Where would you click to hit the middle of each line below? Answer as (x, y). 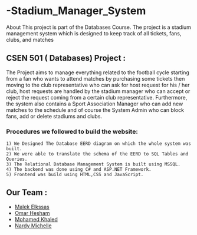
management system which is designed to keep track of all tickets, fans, (94, 33)
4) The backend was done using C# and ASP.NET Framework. (79, 170)
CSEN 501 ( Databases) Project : (66, 58)
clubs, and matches (30, 39)
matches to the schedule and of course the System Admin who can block (95, 110)
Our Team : (27, 193)
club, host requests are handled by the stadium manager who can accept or (98, 91)
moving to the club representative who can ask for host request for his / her (98, 85)
